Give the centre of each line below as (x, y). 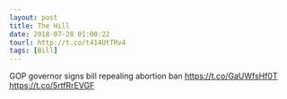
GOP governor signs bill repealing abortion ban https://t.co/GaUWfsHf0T (143, 76)
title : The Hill (39, 26)
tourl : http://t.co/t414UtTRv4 (68, 42)
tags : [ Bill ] (34, 51)
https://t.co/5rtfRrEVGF (52, 86)
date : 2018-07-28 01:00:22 (60, 34)
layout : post (34, 17)
